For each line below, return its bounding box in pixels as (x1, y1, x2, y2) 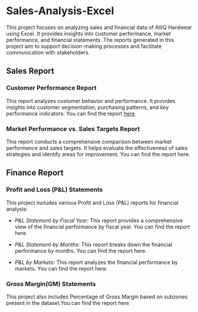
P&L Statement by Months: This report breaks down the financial (14, 241, 173, 248)
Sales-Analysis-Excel (6, 4, 114, 18)
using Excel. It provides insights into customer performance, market (6, 30, 171, 37)
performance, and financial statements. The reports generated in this (6, 36, 174, 43)
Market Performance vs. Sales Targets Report (6, 124, 140, 133)
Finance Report (6, 168, 64, 178)
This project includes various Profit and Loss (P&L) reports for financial (6, 199, 179, 206)
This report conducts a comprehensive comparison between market (6, 138, 172, 145)
